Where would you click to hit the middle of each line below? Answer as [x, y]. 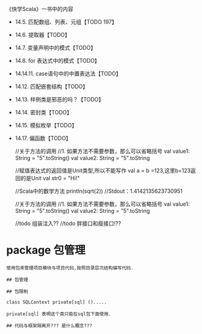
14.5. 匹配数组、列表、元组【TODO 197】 [66, 22]
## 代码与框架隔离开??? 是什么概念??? [49, 325]
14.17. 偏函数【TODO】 [43, 138]
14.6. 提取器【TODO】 [43, 35]
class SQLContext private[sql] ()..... [57, 302]
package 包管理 [46, 250]
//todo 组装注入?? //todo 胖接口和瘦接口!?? [68, 223]
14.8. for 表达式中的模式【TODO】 [57, 61]
